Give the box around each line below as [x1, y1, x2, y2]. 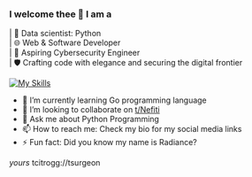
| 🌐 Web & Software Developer [9, 37, 121, 48]
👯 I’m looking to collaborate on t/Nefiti [21, 104, 161, 115]
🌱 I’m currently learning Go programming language [21, 95, 208, 105]
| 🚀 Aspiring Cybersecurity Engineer [9, 48, 141, 58]
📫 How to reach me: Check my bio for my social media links [21, 124, 242, 135]
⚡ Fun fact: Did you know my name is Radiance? [21, 137, 197, 148]
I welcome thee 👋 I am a [9, 8, 112, 20]
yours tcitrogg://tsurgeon [9, 158, 101, 168]
